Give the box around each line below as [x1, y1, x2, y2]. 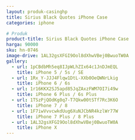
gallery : [6, 58, 28, 64]
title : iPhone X [17, 125, 58, 131]
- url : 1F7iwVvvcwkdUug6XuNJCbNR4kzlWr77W [11, 108, 118, 114]
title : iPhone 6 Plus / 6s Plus [17, 92, 97, 98]
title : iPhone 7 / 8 [17, 102, 68, 108]
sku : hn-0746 [6, 47, 39, 54]
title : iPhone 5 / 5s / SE [17, 69, 84, 75]
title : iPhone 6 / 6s [17, 80, 70, 86]
